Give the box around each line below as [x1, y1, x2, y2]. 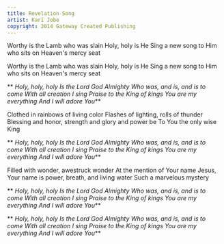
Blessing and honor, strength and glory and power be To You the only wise [7, 118, 217, 126]
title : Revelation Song [7, 10, 75, 17]
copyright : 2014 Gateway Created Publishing [7, 23, 136, 29]
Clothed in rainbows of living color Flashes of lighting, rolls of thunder [7, 110, 204, 119]
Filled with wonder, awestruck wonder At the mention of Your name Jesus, [7, 166, 216, 175]
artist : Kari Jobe [7, 16, 59, 23]
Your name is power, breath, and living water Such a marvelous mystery [7, 173, 210, 182]
